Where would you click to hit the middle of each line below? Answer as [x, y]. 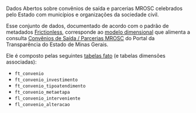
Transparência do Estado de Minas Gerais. [57, 44]
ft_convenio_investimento [46, 80]
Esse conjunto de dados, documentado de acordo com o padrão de [87, 26]
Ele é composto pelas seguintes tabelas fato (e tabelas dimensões [86, 56]
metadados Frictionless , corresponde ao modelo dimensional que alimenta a [98, 32]
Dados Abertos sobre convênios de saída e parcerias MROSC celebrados [94, 8]
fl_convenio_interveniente [47, 98]
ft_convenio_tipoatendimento [50, 86]
